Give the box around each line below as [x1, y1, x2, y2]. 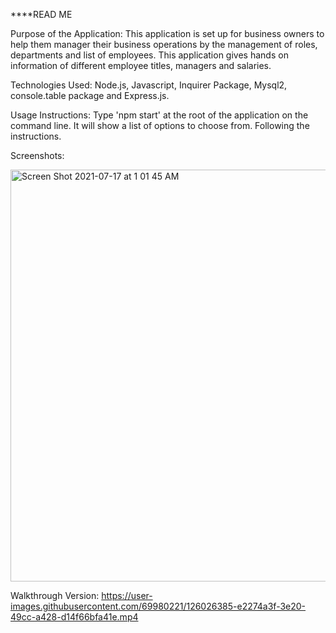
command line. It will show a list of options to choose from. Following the [10, 120, 310, 131]
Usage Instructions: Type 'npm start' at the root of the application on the [10, 109, 309, 121]
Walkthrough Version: [10, 590, 100, 601]
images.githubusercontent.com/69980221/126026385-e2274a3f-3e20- [10, 600, 307, 612]
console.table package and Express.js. [10, 90, 170, 101]
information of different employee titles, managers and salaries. [10, 60, 272, 71]
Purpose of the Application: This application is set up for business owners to [10, 28, 325, 39]
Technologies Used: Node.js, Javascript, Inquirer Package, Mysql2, [10, 79, 288, 91]
